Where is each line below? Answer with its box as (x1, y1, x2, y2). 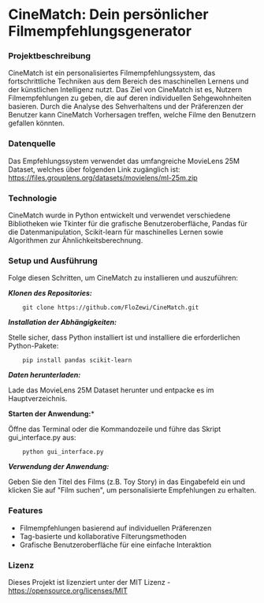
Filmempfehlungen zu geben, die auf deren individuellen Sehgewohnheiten (8, 93, 252, 103)
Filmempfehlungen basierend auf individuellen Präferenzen (19, 523, 212, 533)
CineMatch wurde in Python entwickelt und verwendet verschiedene (8, 210, 231, 220)
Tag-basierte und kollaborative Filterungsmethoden (19, 531, 187, 541)
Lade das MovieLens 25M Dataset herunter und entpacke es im (8, 385, 214, 395)
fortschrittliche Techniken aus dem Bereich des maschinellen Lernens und (8, 76, 249, 86)
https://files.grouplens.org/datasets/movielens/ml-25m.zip (8, 173, 199, 182)
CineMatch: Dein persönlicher (8, 6, 209, 24)
